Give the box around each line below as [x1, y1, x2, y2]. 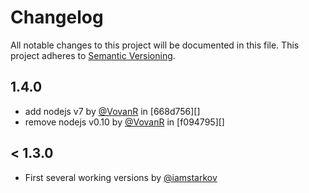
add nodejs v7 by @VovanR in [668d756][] [24, 105, 201, 117]
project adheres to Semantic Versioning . [10, 49, 176, 61]
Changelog [10, 6, 104, 29]
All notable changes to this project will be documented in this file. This [10, 39, 300, 51]
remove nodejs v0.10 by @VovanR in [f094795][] [24, 116, 225, 128]
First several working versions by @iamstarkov [24, 171, 218, 183]
